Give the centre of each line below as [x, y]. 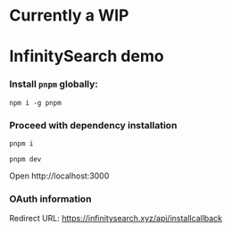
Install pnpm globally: [54, 84]
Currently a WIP [69, 16]
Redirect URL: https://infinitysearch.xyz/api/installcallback [116, 219]
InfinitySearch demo [87, 57]
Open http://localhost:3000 [59, 176]
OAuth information [50, 199]
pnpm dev [25, 159]
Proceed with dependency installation [93, 125]
